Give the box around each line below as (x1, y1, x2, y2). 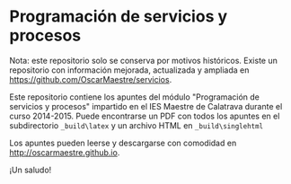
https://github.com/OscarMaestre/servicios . (9, 74, 172, 84)
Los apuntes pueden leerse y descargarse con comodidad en (9, 137, 237, 148)
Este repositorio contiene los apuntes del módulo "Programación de (9, 92, 260, 102)
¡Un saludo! (9, 164, 52, 175)
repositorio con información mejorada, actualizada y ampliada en (9, 65, 250, 75)
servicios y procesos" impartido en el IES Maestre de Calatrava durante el (9, 101, 283, 111)
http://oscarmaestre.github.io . (9, 146, 120, 158)
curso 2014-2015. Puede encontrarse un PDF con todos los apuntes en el (9, 110, 280, 121)
